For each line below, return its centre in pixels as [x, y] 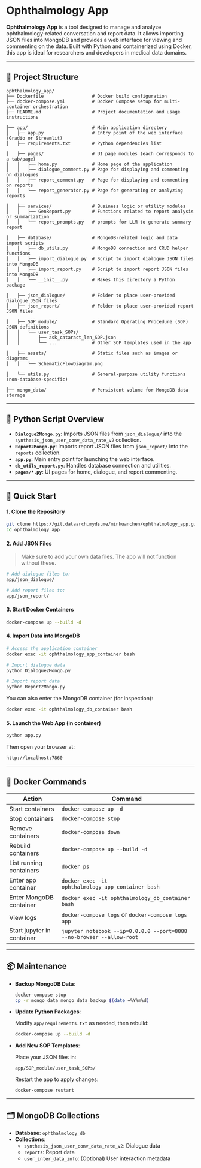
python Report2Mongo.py [36, 687]
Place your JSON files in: [45, 1057]
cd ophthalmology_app [33, 530]
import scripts [25, 243]
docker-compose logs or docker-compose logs [124, 914]
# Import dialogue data [36, 665]
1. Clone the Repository [36, 511]
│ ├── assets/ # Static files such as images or [92, 353]
